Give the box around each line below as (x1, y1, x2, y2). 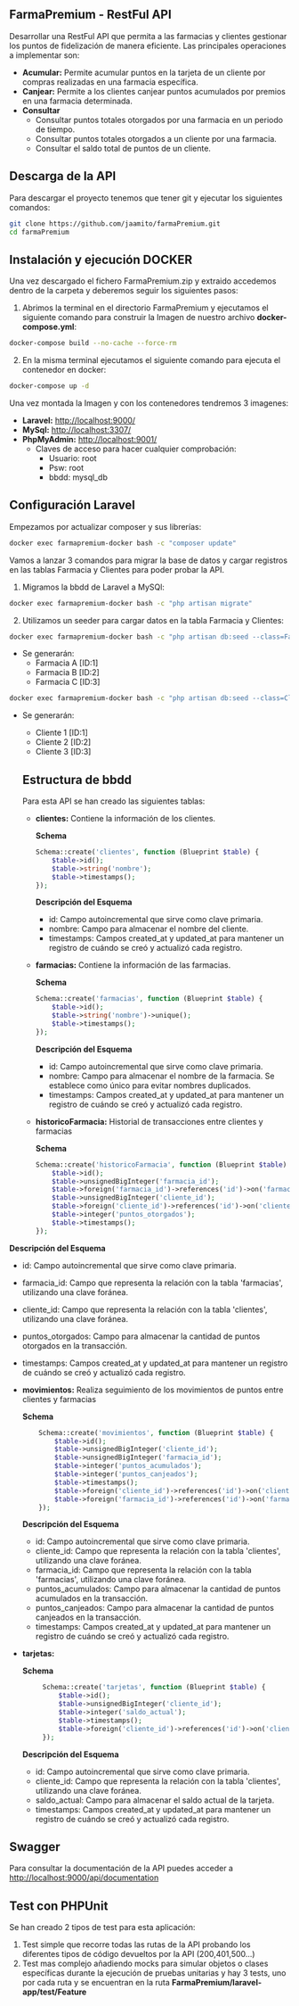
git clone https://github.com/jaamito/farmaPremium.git (9, 219, 221, 228)
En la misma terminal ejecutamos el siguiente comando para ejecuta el (21, 355, 281, 366)
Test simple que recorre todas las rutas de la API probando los (21, 1939, 251, 1950)
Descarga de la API (9, 169, 117, 184)
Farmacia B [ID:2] (35, 667, 100, 678)
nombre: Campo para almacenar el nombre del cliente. (48, 923, 249, 935)
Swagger (9, 1839, 61, 1854)
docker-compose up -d (9, 382, 90, 391)
